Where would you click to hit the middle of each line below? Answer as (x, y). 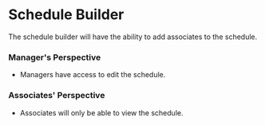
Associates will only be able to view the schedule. (101, 112)
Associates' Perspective (57, 96)
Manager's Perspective (55, 57)
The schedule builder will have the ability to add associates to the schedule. (133, 37)
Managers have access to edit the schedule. (93, 75)
